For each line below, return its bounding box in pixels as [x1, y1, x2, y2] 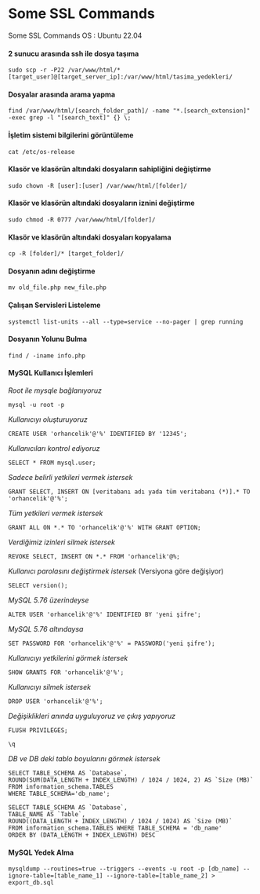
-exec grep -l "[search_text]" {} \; [8, 114, 132, 122]
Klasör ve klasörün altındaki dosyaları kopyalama [8, 233, 172, 242]
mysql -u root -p [8, 401, 65, 409]
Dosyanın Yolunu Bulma [8, 335, 88, 344]
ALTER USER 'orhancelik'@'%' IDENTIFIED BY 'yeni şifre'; [8, 610, 201, 618]
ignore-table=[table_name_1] [8, 872, 103, 880]
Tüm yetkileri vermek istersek [8, 508, 103, 518]
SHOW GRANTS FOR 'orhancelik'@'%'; [8, 669, 125, 676]
